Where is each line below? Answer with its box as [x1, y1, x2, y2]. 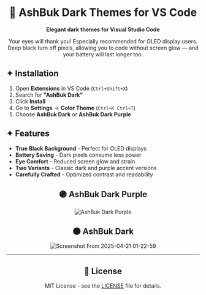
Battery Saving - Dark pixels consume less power [15, 151, 142, 159]
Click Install [15, 97, 46, 105]
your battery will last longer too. [63, 50, 143, 58]
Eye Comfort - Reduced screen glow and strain [15, 157, 135, 165]
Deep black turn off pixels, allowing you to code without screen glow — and [7, 44, 199, 51]
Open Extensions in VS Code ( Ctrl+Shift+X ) [15, 84, 128, 92]
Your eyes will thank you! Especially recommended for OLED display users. [8, 37, 198, 45]
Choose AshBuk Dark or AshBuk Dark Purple [15, 110, 132, 118]
